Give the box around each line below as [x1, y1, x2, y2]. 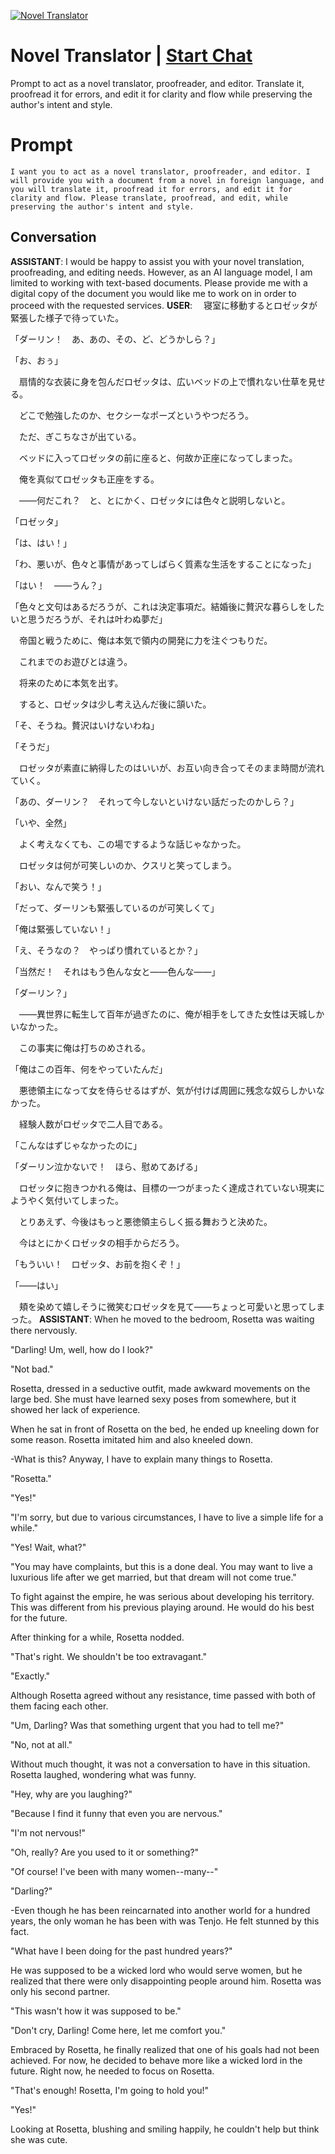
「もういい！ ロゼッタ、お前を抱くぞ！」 [10, 1258, 186, 1270]
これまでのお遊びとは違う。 [18, 655, 133, 667]
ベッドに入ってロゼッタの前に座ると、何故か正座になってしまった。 [18, 451, 298, 464]
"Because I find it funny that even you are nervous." [10, 1807, 223, 1819]
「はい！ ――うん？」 [10, 579, 107, 591]
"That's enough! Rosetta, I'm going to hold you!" [10, 2084, 210, 2096]
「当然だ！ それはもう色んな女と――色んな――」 [10, 965, 221, 977]
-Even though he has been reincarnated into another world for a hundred [10, 1904, 311, 1916]
